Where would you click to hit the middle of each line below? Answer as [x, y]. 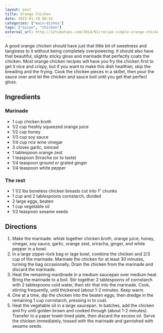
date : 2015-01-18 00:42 [29, 18]
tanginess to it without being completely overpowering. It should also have [79, 51]
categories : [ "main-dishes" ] [34, 23]
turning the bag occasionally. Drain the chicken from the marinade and [82, 264]
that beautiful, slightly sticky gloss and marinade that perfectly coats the [77, 56]
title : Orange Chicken [28, 14]
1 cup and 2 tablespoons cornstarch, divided [57, 196]
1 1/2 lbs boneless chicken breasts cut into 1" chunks [65, 191]
